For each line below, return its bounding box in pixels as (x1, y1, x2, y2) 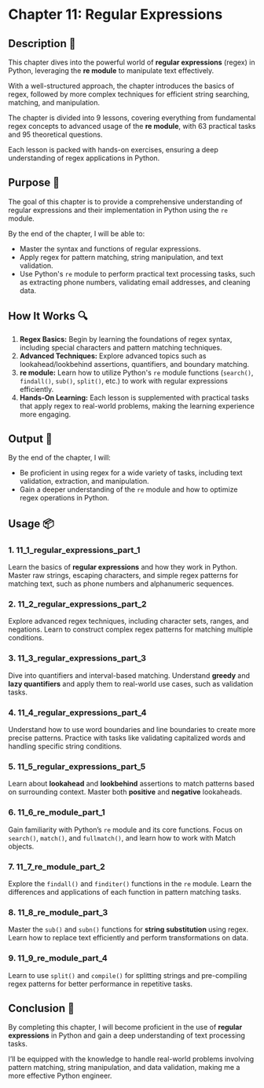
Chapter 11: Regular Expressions (8, 5, 223, 24)
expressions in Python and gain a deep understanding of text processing (8, 1031, 246, 1040)
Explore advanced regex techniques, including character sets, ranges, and (8, 617, 249, 626)
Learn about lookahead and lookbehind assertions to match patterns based (8, 779, 255, 789)
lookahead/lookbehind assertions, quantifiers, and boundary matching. (19, 359, 250, 368)
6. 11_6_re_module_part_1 (8, 807, 105, 818)
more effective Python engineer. (8, 1071, 112, 1081)
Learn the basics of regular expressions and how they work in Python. (8, 562, 238, 572)
